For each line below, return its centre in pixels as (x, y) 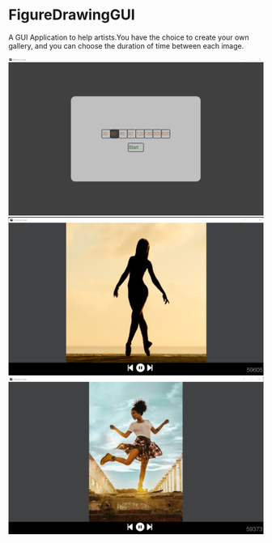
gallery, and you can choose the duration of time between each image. (126, 45)
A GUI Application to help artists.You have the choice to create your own (129, 37)
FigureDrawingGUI (72, 15)
